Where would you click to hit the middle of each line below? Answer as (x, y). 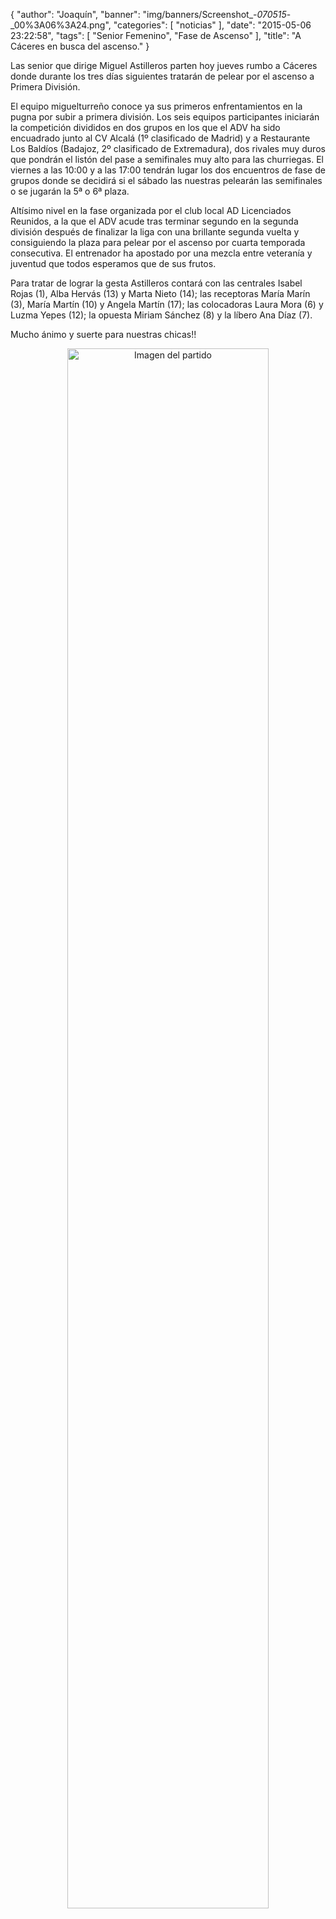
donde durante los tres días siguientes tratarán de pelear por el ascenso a (162, 76)
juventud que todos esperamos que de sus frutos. (113, 263)
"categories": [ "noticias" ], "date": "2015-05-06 (212, 25)
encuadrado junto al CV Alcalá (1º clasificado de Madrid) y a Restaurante (160, 138)
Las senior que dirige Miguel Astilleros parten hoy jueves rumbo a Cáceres (164, 65)
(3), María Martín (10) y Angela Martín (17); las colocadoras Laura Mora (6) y (167, 304)
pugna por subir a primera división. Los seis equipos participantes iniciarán (165, 117)
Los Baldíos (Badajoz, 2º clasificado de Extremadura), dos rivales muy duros (168, 148)
